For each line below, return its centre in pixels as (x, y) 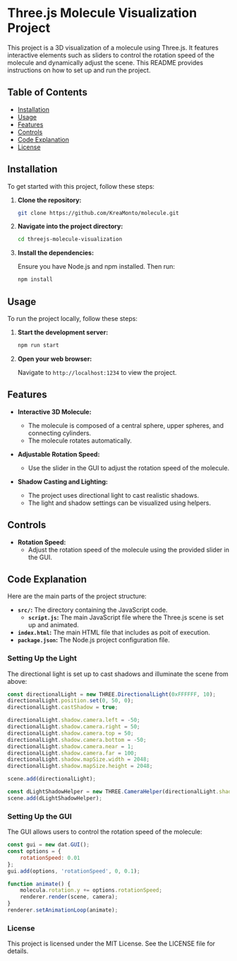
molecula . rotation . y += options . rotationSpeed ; (91, 890)
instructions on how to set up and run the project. (79, 70)
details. (18, 951)
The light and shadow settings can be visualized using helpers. (120, 503)
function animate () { (39, 884)
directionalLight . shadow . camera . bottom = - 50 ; (77, 740)
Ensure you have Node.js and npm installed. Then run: (96, 267)
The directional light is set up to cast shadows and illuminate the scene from (118, 674)
